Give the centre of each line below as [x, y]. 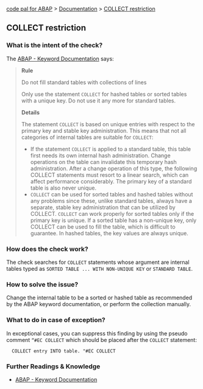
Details [30, 112]
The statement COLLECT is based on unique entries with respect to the [108, 124]
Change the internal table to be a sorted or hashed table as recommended [99, 298]
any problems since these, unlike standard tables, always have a [111, 201]
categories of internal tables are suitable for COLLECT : [87, 137]
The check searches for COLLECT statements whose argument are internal [98, 262]
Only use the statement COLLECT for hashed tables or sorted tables [104, 94]
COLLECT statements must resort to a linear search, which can [109, 175]
